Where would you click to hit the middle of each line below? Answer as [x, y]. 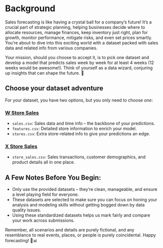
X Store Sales [21, 146]
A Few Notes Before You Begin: [53, 177]
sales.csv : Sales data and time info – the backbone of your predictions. [83, 124]
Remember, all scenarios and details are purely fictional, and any [70, 230]
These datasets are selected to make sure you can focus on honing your [84, 200]
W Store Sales [22, 113]
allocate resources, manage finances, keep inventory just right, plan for [76, 32]
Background [30, 9]
